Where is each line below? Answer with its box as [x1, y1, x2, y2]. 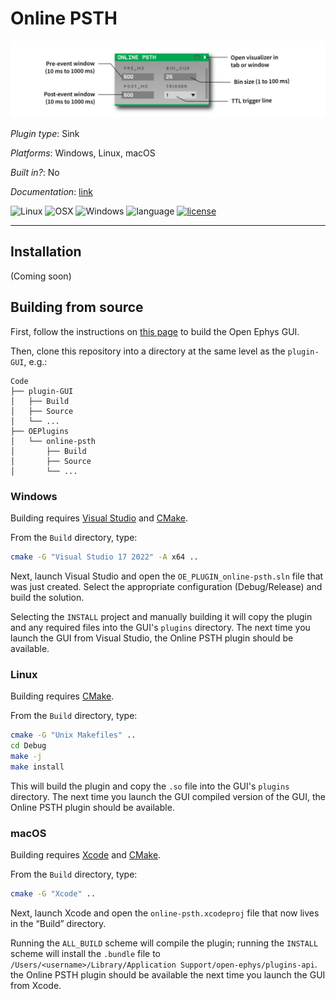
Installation [10, 243, 82, 261]
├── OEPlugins [10, 426, 70, 436]
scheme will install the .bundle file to [10, 947, 161, 959]
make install [10, 762, 65, 772]
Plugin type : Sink [10, 127, 80, 139]
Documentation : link [10, 185, 93, 197]
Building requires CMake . [10, 690, 115, 702]
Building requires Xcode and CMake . [10, 848, 162, 861]
